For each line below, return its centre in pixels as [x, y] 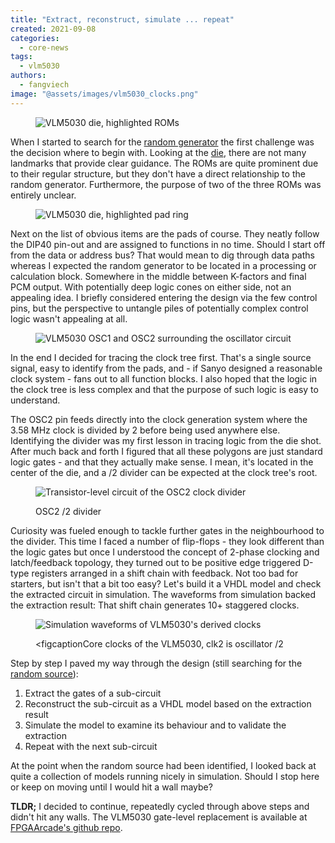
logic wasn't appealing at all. [69, 318]
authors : [28, 76]
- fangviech [44, 85]
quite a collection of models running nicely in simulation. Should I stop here [165, 776]
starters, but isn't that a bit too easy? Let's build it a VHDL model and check [166, 583]
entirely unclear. [43, 195]
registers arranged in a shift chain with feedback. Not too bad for [165, 573]
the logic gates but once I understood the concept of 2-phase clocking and [165, 552]
